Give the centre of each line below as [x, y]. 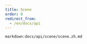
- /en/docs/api [25, 23]
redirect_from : [21, 19]
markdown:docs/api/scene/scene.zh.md [44, 37]
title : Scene [18, 10]
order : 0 [14, 14]
